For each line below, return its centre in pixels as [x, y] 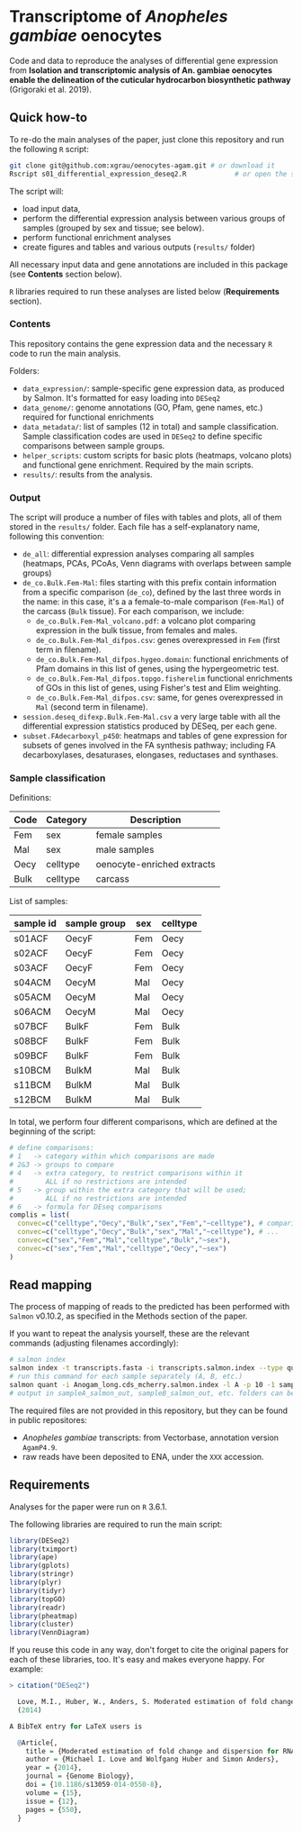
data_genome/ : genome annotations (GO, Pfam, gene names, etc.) [142, 407]
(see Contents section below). [66, 274]
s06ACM [32, 1012]
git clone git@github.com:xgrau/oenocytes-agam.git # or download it [142, 165]
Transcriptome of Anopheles [119, 17]
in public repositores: [49, 1419]
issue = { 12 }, [52, 1801]
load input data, [51, 208]
